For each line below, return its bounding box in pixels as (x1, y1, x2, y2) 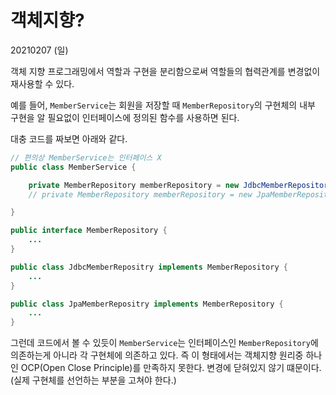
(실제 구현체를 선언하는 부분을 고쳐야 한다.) (10, 374, 177, 386)
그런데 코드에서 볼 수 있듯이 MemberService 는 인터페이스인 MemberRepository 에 (10, 337, 319, 349)
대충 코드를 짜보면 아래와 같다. (10, 132, 128, 145)
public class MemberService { (10, 162, 137, 172)
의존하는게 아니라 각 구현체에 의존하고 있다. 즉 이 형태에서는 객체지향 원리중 (10, 349, 304, 361)
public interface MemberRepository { (10, 226, 168, 236)
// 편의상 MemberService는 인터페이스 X (10, 152, 162, 163)
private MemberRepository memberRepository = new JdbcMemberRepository (28, 180, 333, 190)
